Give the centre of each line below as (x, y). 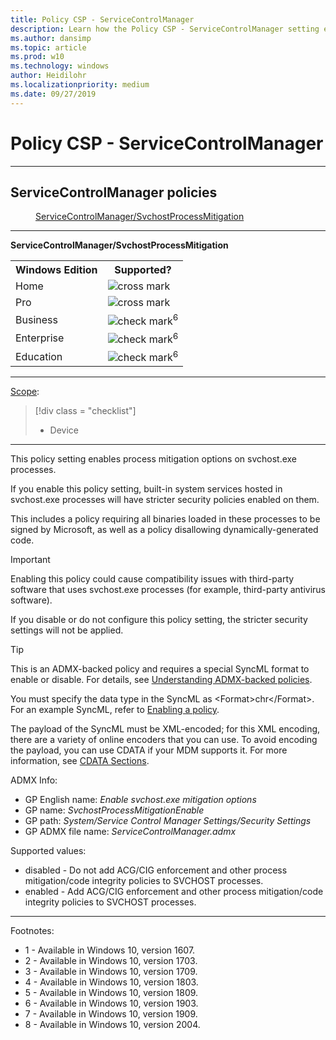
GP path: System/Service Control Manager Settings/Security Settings (168, 821)
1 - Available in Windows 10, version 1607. (110, 950)
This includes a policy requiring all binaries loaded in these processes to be (165, 519)
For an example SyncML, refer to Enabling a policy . (115, 710)
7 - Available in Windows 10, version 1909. (111, 1014)
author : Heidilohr (48, 76)
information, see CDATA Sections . (80, 761)
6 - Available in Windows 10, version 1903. (111, 1003)
